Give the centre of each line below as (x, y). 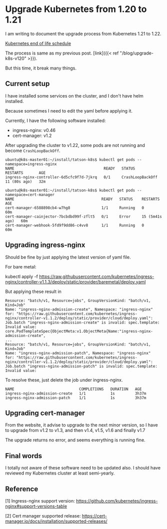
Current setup (27, 84)
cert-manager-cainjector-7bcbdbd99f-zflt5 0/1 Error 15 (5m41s (84, 216)
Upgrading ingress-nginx (45, 245)
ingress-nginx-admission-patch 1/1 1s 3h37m (76, 398)
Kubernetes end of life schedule (38, 43)
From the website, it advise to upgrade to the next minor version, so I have (82, 425)
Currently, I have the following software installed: (55, 120)
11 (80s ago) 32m (25, 181)
